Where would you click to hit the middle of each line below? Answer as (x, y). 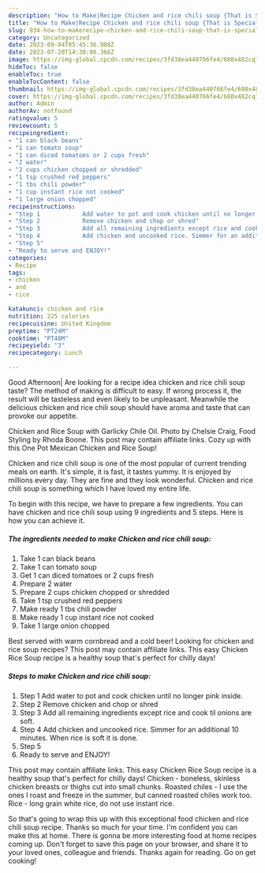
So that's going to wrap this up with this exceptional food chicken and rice (129, 818)
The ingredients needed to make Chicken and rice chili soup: (110, 539)
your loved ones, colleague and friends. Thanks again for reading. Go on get (132, 852)
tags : (17, 273)
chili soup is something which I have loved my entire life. (100, 488)
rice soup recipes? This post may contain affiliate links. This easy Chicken (128, 649)
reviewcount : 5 (33, 126)
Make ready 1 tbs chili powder (68, 608)
